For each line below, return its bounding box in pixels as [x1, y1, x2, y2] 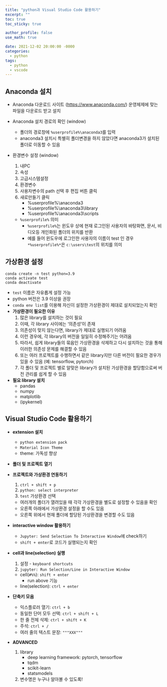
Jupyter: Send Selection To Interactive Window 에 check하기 [19, 533, 147, 539]
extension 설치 [12, 429, 43, 435]
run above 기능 [27, 577, 58, 583]
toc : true [5, 17, 26, 22]
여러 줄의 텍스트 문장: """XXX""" [19, 629, 83, 635]
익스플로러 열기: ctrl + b [19, 604, 70, 610]
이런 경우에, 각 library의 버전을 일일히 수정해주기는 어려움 [19, 333, 132, 339]
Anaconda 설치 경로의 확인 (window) [12, 118, 86, 124]
